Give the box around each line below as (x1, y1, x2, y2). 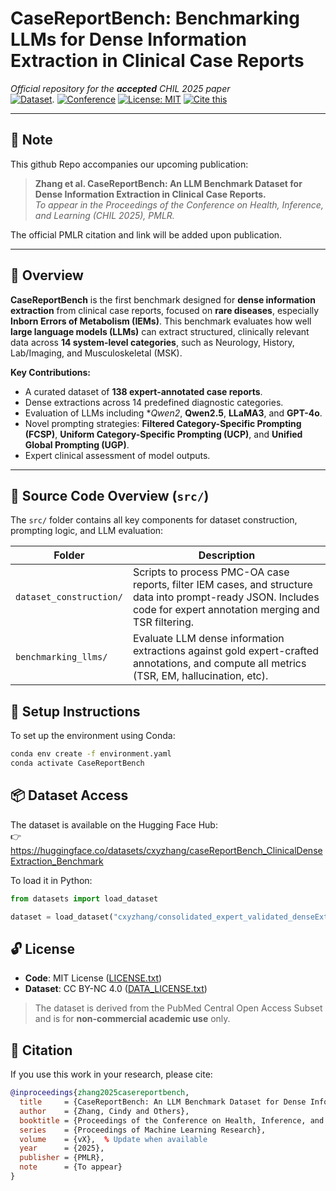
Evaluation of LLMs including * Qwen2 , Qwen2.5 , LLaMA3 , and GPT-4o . (24, 407, 323, 419)
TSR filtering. (132, 615, 194, 629)
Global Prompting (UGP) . (24, 438, 130, 451)
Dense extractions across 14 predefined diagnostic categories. (24, 396, 284, 408)
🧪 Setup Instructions (10, 703, 141, 720)
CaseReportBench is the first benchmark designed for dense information (10, 293, 316, 306)
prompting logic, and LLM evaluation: (10, 525, 164, 537)
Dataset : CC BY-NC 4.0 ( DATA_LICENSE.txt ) (24, 983, 208, 995)
